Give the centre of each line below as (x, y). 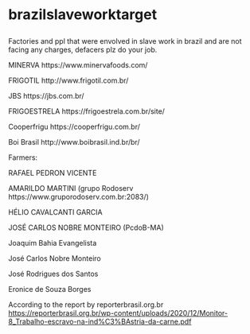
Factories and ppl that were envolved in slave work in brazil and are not (125, 41)
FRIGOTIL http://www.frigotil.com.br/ (68, 80)
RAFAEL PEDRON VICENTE (53, 173)
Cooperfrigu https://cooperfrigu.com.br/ (74, 127)
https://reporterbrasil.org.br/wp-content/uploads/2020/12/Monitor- (118, 313)
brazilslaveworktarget (83, 15)
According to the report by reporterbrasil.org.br (86, 305)
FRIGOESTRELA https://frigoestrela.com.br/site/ (87, 111)
